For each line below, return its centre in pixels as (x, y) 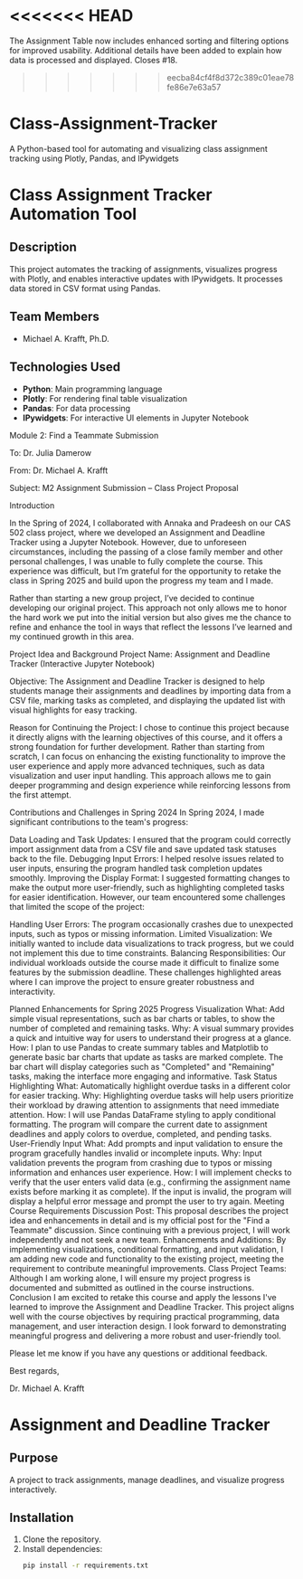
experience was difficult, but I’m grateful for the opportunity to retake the (146, 571)
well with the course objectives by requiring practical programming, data (145, 1316)
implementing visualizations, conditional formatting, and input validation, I (146, 1249)
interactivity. (33, 991)
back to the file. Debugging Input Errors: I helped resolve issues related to (147, 858)
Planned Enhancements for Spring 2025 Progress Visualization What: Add (147, 1008)
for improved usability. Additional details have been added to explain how (146, 50)
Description (43, 247)
